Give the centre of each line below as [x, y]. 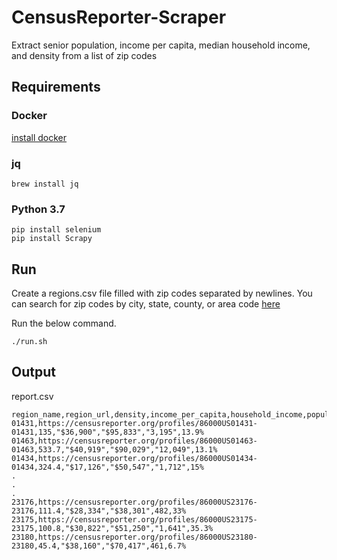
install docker [39, 137]
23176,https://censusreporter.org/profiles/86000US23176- [134, 502]
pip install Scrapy [52, 239]
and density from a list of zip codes [84, 55]
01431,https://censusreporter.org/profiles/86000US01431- [134, 423]
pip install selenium [56, 230]
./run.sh [29, 342]
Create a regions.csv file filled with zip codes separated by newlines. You [162, 293]
